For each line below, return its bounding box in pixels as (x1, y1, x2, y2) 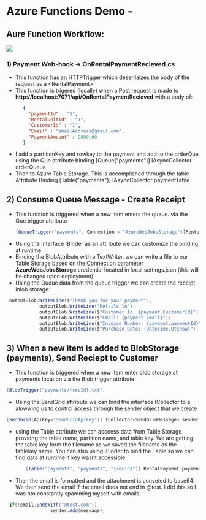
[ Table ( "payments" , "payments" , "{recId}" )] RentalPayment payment (25, 465, 202, 472)
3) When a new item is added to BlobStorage (6, 343, 180, 353)
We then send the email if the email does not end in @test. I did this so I (15, 483, 196, 491)
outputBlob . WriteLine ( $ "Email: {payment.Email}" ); (39, 315, 172, 321)
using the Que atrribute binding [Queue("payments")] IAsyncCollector (15, 157, 192, 164)
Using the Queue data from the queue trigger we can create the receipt (15, 279, 196, 286)
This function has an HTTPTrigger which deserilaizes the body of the (15, 74, 190, 81)
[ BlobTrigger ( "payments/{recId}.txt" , (6, 388, 105, 394)
